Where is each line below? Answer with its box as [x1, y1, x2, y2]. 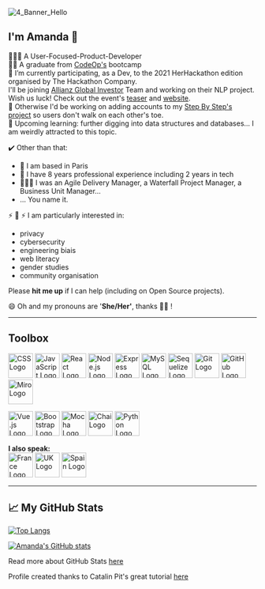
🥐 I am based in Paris [19, 160, 88, 170]
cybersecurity [19, 237, 65, 247]
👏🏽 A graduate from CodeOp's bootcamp [8, 59, 142, 69]
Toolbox [8, 332, 49, 345]
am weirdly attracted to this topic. [8, 126, 118, 136]
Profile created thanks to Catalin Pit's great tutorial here [8, 572, 189, 581]
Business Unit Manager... [19, 186, 101, 195]
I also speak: [8, 444, 50, 453]
